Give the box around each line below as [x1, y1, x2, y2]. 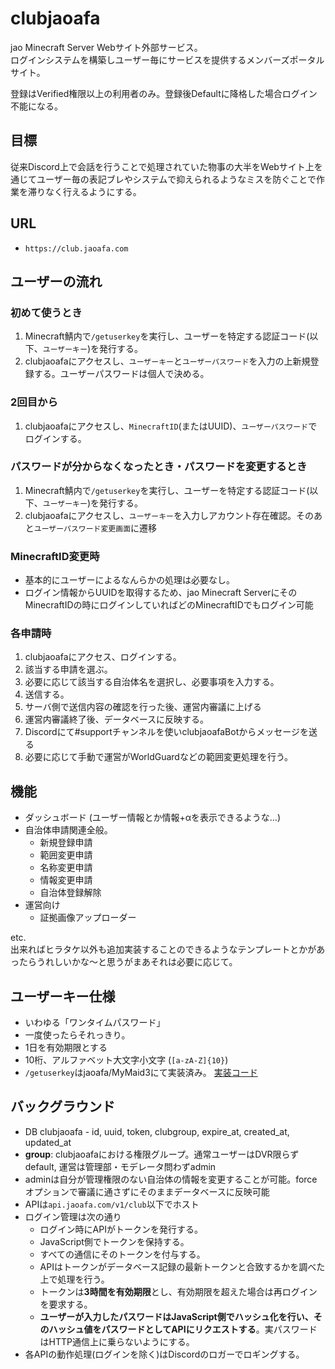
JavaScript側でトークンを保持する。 [39, 1235, 190, 1247]
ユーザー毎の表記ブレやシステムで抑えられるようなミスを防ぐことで [36, 173, 317, 185]
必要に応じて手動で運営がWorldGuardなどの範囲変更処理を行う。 [24, 751, 294, 763]
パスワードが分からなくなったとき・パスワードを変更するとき [10, 460, 308, 474]
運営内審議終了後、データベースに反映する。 [24, 713, 210, 726]
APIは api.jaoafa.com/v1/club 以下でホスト [24, 1198, 200, 1210]
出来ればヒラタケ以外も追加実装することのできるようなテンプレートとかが [10, 943, 317, 956]
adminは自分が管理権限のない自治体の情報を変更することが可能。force [24, 1173, 318, 1185]
